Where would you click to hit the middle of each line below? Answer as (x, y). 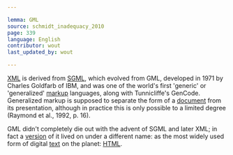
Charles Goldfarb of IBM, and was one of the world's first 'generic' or (107, 86)
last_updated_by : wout (40, 52)
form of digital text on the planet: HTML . (65, 143)
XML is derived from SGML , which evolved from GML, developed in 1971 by (115, 78)
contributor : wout (34, 46)
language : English (34, 39)
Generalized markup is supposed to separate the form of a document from (114, 101)
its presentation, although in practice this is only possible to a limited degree (117, 108)
